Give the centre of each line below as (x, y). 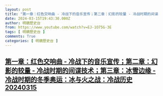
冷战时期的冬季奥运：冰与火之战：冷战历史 (69, 80)
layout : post (18, 9)
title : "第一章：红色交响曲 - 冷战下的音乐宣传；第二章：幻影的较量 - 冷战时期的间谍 (82, 14)
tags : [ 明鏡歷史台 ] (25, 32)
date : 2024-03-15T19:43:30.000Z (38, 18)
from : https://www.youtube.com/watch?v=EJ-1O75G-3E (58, 27)
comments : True (20, 37)
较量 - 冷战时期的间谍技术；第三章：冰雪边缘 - (87, 71)
